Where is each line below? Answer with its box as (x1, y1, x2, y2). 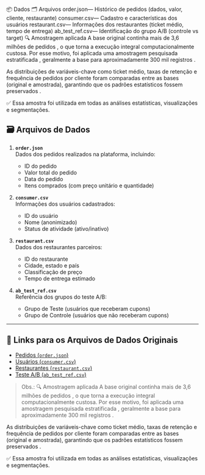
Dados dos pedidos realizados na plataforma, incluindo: (15, 150, 156, 158)
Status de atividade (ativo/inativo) (24, 225, 109, 232)
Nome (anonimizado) (24, 219, 77, 226)
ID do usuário (24, 212, 59, 219)
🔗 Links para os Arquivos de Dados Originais (6, 335, 178, 345)
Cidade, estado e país (24, 261, 79, 269)
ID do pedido (24, 162, 57, 170)
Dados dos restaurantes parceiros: (15, 243, 103, 250)
